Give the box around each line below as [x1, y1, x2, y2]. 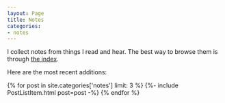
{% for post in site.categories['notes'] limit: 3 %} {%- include [7, 81, 179, 89]
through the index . [7, 55, 59, 63]
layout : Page [7, 10, 44, 17]
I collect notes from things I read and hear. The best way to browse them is [7, 48, 218, 56]
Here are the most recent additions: [7, 68, 107, 76]
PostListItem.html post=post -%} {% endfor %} [7, 89, 140, 97]
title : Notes [7, 16, 44, 23]
